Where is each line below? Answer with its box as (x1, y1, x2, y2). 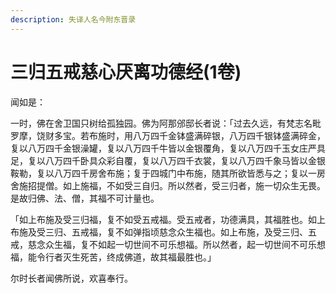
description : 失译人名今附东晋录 (10, 14, 137, 25)
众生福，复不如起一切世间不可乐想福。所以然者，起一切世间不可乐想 (44, 238, 326, 250)
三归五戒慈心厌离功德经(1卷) (10, 61, 242, 83)
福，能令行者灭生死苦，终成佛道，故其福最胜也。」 (10, 251, 217, 263)
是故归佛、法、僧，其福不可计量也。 (10, 192, 160, 204)
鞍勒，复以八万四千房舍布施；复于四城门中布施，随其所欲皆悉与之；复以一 (10, 167, 317, 179)
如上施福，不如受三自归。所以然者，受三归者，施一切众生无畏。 (62, 179, 326, 191)
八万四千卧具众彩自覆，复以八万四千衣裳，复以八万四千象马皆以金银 (44, 154, 326, 166)
